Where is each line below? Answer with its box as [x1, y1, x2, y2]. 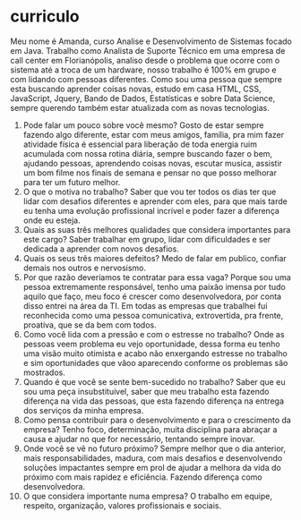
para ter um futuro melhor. [22, 176, 121, 187]
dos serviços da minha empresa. [22, 405, 144, 415]
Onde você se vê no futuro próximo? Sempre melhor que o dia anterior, [22, 443, 286, 454]
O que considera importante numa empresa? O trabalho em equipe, [22, 490, 272, 501]
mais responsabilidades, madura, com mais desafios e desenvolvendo [22, 452, 283, 463]
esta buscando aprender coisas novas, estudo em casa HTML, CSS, [10, 83, 262, 94]
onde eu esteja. [22, 215, 81, 226]
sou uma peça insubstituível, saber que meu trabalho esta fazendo [22, 386, 270, 396]
